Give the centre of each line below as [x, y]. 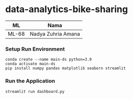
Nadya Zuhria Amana [55, 34]
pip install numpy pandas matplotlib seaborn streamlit [65, 68]
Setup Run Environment [35, 49]
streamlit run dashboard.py [35, 91]
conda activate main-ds [30, 64]
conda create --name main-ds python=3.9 [49, 60]
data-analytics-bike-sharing [67, 9]
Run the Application [30, 81]
